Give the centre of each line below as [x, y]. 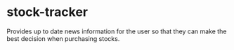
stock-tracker [47, 12]
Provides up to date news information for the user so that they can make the [117, 31]
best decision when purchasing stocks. [63, 38]
